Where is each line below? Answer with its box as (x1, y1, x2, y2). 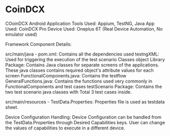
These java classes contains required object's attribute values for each (5, 67, 154, 73)
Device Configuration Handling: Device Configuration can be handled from (5, 114, 162, 120)
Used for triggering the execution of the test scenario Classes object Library (5, 56, 165, 62)
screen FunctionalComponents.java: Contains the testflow (5, 72, 127, 78)
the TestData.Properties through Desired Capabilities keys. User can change (5, 119, 165, 125)
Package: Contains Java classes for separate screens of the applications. (5, 62, 159, 68)
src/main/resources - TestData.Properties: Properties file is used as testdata (5, 98, 165, 105)
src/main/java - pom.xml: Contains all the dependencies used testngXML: (5, 51, 159, 57)
